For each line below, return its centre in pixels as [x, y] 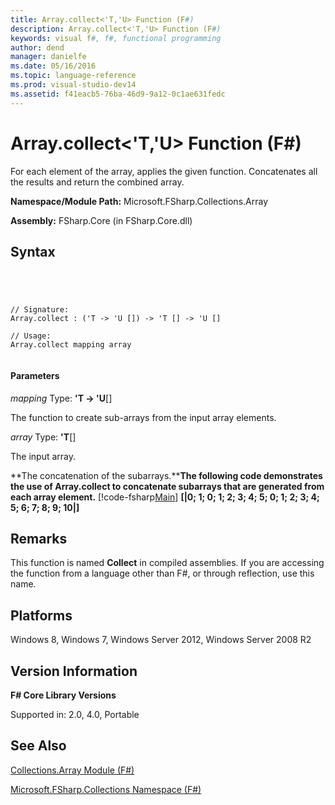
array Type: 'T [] [43, 437]
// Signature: [40, 310]
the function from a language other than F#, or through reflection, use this [162, 573]
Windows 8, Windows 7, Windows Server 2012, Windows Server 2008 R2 [161, 640]
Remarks [39, 538]
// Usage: [31, 336]
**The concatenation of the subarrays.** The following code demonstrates [166, 475]
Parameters [35, 375]
